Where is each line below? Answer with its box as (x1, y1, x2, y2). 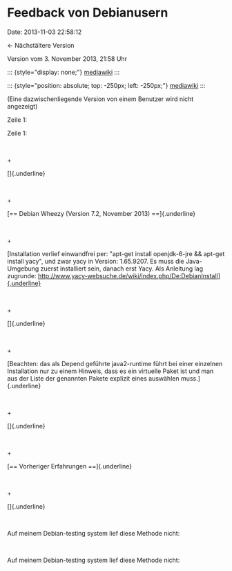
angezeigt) (7, 102, 38, 110)
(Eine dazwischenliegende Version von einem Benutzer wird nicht (7, 95, 194, 103)
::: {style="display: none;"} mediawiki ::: (7, 68, 120, 76)
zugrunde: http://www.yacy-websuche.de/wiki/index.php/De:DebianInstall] (7, 271, 221, 280)
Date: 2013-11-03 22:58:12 (7, 28, 82, 36)
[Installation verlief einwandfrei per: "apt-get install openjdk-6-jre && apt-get (7, 249, 225, 257)
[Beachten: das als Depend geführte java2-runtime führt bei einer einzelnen (7, 359, 223, 368)
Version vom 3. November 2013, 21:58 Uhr (7, 54, 128, 63)
